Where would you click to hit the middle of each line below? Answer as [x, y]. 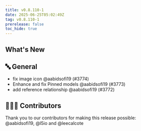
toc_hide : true [21, 29]
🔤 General [21, 67]
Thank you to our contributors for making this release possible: [71, 118]
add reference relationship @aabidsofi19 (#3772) [63, 90]
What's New [25, 50]
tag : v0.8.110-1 [22, 19]
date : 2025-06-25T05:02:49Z [35, 15]
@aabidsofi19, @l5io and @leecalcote [44, 123]
